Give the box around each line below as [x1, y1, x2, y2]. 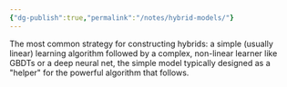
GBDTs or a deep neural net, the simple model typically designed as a [9, 57, 271, 68]
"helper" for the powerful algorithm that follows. [9, 67, 190, 78]
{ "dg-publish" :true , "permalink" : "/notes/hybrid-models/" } [9, 13, 234, 23]
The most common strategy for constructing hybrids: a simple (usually [9, 38, 273, 49]
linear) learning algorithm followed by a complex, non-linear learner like [9, 47, 278, 59]
